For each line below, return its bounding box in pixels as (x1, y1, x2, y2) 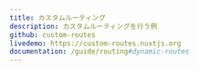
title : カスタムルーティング (9, 13, 107, 23)
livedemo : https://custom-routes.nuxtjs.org (9, 38, 182, 48)
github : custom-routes (9, 30, 96, 39)
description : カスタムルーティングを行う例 (9, 22, 158, 31)
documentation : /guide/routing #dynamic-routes (9, 47, 190, 56)
